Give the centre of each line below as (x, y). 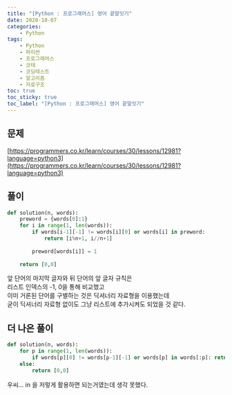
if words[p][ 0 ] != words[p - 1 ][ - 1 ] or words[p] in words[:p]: (122, 358)
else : (28, 364)
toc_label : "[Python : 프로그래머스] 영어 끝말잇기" (76, 104)
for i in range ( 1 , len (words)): (66, 226)
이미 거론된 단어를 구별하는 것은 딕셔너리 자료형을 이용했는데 (88, 296)
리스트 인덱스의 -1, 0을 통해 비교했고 (56, 287)
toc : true (21, 91)
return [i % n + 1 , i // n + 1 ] (78, 238)
